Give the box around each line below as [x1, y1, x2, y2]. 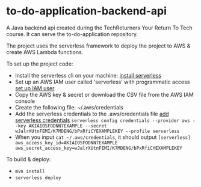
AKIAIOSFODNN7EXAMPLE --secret [28, 123, 107, 129]
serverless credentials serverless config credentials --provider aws [14, 116, 191, 124]
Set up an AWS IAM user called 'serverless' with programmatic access [14, 78, 190, 85]
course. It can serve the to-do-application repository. [6, 30, 138, 37]
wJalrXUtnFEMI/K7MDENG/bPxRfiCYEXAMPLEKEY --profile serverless [14, 128, 180, 134]
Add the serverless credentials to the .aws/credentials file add [14, 110, 170, 117]
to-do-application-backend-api [6, 4, 167, 18]
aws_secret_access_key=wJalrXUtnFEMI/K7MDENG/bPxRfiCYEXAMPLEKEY [14, 145, 182, 151]
